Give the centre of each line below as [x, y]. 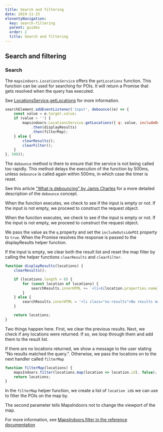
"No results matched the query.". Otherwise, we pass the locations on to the [81, 354]
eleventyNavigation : [26, 18]
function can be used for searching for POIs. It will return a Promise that [77, 86]
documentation [20, 425]
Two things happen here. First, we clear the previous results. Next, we [75, 329]
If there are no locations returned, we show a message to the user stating [78, 349]
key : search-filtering [32, 23]
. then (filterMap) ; [49, 132]
